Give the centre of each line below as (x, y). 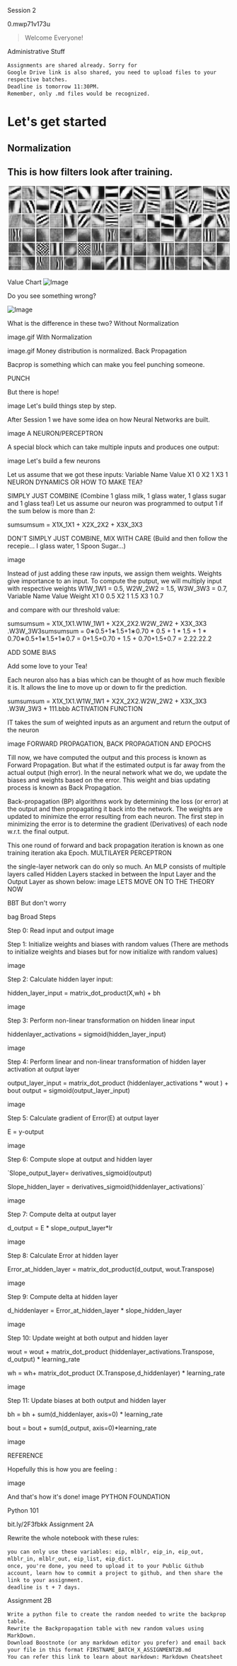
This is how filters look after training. (90, 172)
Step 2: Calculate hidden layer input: (60, 979)
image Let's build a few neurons (54, 460)
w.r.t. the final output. (38, 831)
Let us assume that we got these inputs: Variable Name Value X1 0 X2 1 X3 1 (118, 474)
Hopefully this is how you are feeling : (62, 1469)
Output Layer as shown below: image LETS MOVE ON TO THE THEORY (111, 881)
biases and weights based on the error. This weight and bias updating (109, 780)
